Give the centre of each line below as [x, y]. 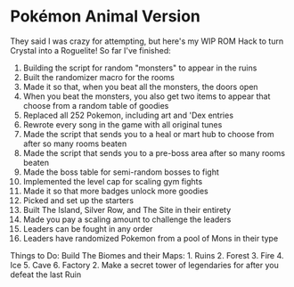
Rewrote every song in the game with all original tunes [122, 124]
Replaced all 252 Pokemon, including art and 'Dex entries [128, 115]
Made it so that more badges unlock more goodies [115, 191]
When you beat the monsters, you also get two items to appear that [147, 96]
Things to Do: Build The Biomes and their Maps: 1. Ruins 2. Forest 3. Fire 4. [147, 255]
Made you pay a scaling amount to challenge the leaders [127, 219]
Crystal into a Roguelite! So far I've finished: [91, 50]
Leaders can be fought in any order [88, 228]
